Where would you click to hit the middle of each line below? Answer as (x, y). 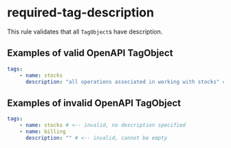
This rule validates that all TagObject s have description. (85, 32)
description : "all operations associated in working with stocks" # (125, 82)
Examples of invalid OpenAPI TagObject (94, 103)
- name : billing (43, 132)
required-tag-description (81, 13)
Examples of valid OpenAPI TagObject (90, 53)
